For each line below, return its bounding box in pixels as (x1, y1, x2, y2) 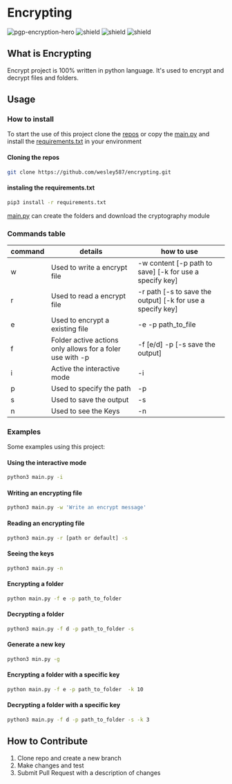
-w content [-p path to (137, 258, 213, 268)
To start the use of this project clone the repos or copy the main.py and (7, 130, 210, 138)
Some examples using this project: (7, 443, 106, 451)
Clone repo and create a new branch (17, 754, 122, 762)
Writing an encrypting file (7, 489, 83, 497)
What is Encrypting (7, 48, 92, 60)
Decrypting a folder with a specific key (7, 701, 121, 709)
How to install (7, 114, 54, 124)
